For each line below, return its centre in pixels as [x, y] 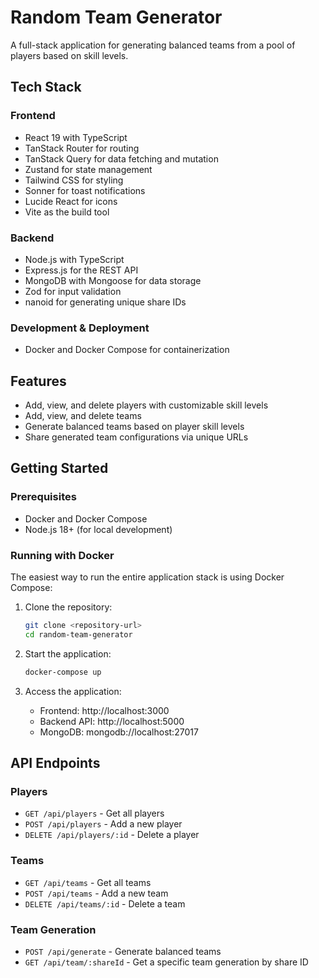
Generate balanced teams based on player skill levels [134, 427]
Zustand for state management [88, 169]
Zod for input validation [73, 291]
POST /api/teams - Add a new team [96, 893]
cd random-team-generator [78, 634]
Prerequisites [43, 497]
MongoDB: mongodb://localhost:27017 [119, 732]
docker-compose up [63, 672]
